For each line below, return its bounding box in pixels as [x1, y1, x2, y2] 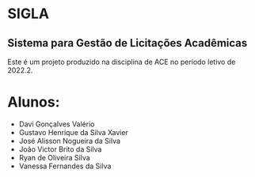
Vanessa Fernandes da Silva [18, 161, 112, 171]
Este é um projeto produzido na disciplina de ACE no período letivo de [7, 57, 236, 66]
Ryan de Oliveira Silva [18, 153, 90, 162]
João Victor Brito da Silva [18, 144, 102, 154]
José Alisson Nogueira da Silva [18, 136, 120, 145]
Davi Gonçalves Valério [18, 119, 95, 129]
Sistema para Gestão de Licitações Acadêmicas [7, 36, 248, 50]
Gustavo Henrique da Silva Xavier [18, 127, 128, 137]
